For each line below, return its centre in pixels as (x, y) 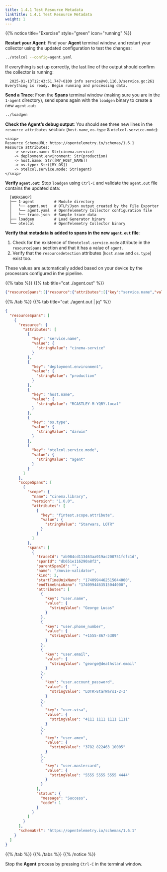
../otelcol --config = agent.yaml (39, 57)
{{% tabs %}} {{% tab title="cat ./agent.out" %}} (55, 283)
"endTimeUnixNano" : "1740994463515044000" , (82, 584)
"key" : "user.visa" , (66, 710)
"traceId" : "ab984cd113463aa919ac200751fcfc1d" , (88, 557)
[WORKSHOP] (21, 198)
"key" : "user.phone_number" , (75, 626)
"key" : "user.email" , (68, 654)
